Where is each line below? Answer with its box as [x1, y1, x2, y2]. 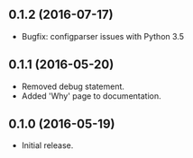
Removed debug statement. [21, 81, 125, 92]
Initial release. [21, 140, 74, 151]
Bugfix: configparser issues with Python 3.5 [21, 31, 184, 41]
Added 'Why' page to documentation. [21, 90, 161, 101]
